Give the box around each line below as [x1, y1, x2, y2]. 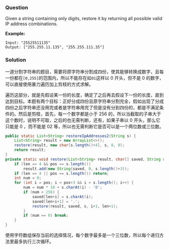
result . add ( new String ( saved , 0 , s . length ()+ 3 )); [23, 166, 129, 171]
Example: [5, 31, 26, 37]
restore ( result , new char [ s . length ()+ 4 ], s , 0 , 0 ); [14, 143, 125, 148]
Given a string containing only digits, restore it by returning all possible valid [5, 16, 162, 22]
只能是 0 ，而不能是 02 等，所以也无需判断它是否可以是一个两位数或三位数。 [5, 123, 164, 130]
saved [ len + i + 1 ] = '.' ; [32, 199, 80, 204]
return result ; [14, 148, 46, 153]
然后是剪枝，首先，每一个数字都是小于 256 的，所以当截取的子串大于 [18, 110, 161, 117]
